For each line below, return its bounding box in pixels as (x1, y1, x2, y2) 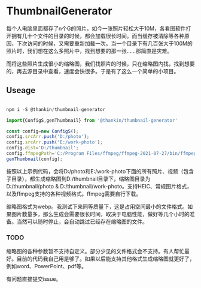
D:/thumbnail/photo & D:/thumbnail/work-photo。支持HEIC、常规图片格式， (6, 182, 193, 190)
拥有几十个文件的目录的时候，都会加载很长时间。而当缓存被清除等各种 (11, 32, 184, 40)
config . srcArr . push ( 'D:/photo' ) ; (6, 134, 90, 140)
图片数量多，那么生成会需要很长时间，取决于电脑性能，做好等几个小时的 (11, 210, 190, 217)
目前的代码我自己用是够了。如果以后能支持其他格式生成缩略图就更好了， (16, 255, 195, 262)
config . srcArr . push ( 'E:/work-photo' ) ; (6, 139, 103, 145)
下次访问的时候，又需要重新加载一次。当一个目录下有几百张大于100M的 (16, 40, 193, 47)
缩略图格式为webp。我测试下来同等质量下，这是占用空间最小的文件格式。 (6, 203, 188, 210)
